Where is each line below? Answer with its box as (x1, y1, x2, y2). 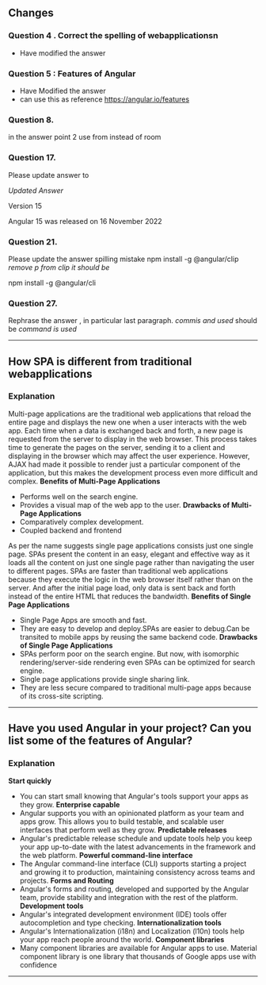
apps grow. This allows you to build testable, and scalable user (19, 817, 225, 826)
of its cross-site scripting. (19, 691, 104, 701)
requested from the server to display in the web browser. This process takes (8, 434, 257, 444)
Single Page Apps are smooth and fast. (19, 615, 147, 625)
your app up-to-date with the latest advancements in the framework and (19, 841, 256, 852)
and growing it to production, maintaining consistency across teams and (19, 867, 256, 876)
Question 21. (8, 236, 58, 247)
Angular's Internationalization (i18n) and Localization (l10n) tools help (19, 926, 245, 936)
